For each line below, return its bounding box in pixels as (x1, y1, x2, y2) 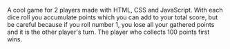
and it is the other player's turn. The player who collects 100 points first (7, 28, 210, 36)
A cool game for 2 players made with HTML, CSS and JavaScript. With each (7, 6, 223, 14)
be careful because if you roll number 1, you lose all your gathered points (7, 21, 215, 28)
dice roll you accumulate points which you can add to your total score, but (7, 13, 218, 21)
